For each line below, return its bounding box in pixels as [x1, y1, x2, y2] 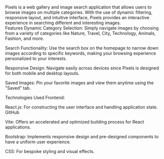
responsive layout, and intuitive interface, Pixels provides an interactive [5, 15, 149, 20]
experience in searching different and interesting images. [5, 20, 121, 26]
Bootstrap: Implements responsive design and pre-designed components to [5, 134, 159, 139]
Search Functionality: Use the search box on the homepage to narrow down [5, 45, 159, 51]
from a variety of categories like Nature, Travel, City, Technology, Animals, [5, 31, 156, 36]
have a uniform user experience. [5, 139, 71, 145]
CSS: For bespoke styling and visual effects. [5, 149, 95, 154]
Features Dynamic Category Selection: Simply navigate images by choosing [5, 25, 159, 31]
